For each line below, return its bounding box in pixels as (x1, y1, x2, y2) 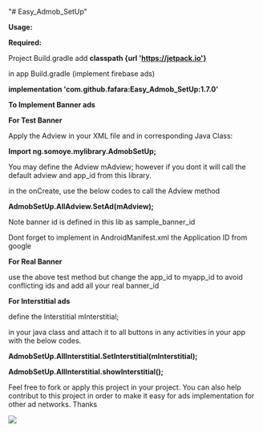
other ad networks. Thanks (8, 400, 98, 409)
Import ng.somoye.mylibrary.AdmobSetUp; (8, 147, 156, 155)
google (8, 241, 32, 251)
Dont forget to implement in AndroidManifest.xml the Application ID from (8, 232, 248, 242)
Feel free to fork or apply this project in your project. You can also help (8, 382, 242, 392)
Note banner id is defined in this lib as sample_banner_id (8, 217, 196, 227)
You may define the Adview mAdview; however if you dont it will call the (8, 162, 246, 172)
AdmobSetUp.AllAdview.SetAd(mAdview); (8, 202, 154, 211)
